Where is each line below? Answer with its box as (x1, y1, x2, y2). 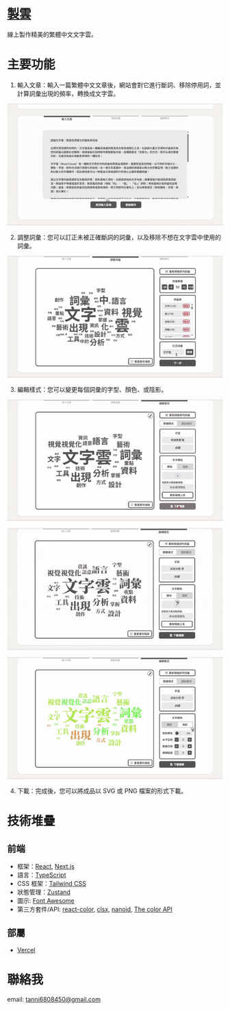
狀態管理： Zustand (16, 888, 71, 896)
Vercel (16, 946, 36, 954)
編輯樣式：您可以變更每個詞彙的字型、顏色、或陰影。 (16, 385, 168, 393)
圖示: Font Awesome (16, 896, 75, 904)
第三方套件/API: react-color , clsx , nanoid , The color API (16, 905, 173, 913)
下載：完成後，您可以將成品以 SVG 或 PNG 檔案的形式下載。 (16, 786, 188, 795)
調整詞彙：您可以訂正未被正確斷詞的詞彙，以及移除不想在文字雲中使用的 (16, 233, 221, 241)
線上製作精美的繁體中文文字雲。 (7, 30, 97, 38)
